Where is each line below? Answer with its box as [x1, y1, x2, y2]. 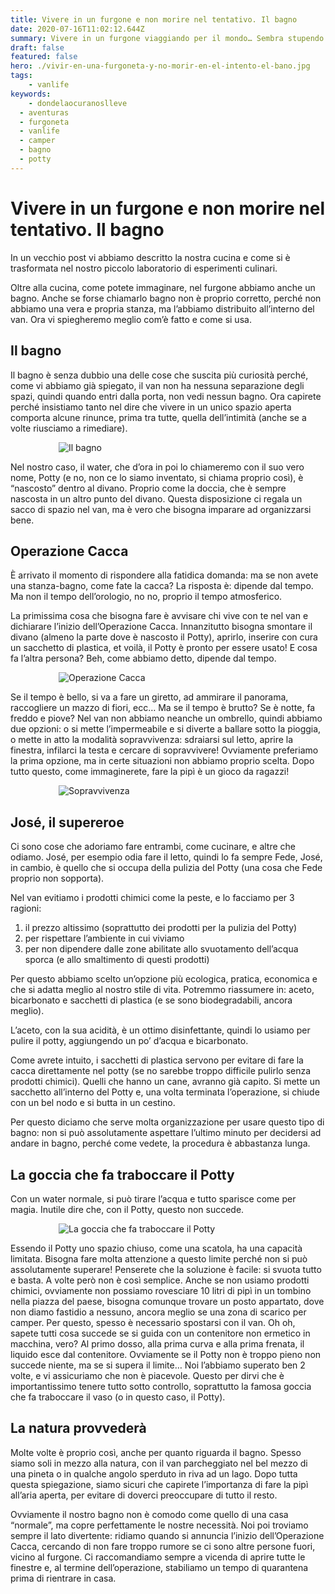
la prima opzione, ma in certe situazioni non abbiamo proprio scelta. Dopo [10, 755, 315, 767]
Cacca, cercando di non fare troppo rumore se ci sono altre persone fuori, [10, 1540, 316, 1552]
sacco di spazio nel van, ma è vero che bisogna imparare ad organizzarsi [10, 503, 312, 515]
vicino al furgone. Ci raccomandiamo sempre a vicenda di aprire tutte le [10, 1551, 306, 1563]
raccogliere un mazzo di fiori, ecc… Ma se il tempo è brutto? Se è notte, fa [10, 702, 316, 714]
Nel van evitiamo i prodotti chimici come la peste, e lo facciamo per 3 [10, 892, 295, 904]
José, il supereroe [10, 814, 125, 831]
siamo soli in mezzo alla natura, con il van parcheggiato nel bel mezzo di [10, 1457, 308, 1469]
